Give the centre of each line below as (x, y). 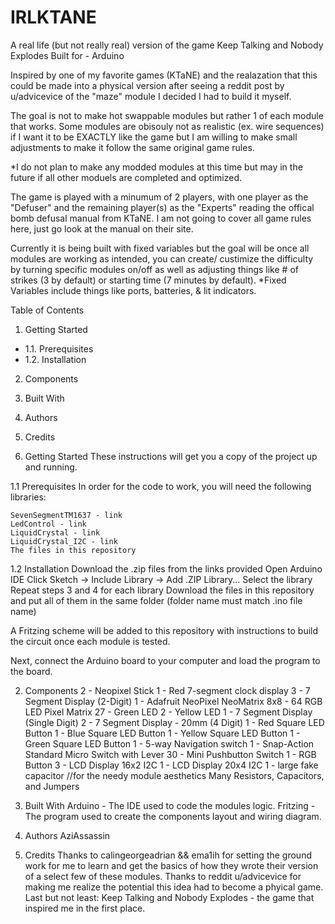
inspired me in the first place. (85, 908)
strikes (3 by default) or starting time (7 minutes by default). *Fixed (148, 280)
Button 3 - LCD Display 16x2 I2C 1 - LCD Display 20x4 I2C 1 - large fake (171, 765)
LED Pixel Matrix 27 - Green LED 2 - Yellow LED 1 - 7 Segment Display (168, 712)
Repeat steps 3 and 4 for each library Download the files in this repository (162, 590)
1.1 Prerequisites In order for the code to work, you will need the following (161, 486)
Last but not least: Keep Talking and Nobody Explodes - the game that (169, 897)
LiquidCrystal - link (55, 532)
